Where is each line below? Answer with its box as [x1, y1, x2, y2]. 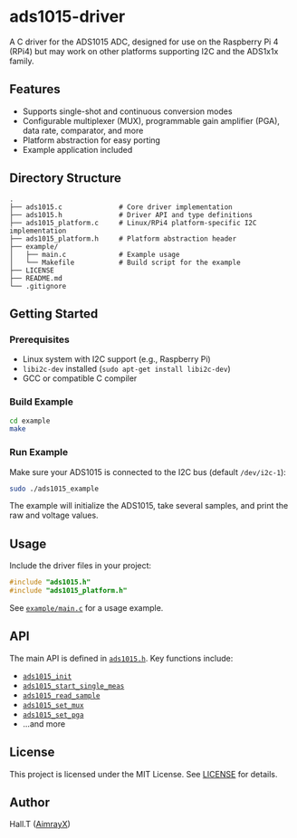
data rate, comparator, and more [22, 125, 144, 136]
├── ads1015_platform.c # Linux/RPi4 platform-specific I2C [9, 218, 257, 227]
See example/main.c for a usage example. [9, 603, 164, 614]
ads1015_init [22, 671, 72, 681]
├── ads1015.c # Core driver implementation [9, 202, 233, 212]
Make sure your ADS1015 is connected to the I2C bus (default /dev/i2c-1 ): [9, 466, 287, 477]
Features [9, 81, 61, 97]
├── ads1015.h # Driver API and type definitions [9, 210, 254, 219]
